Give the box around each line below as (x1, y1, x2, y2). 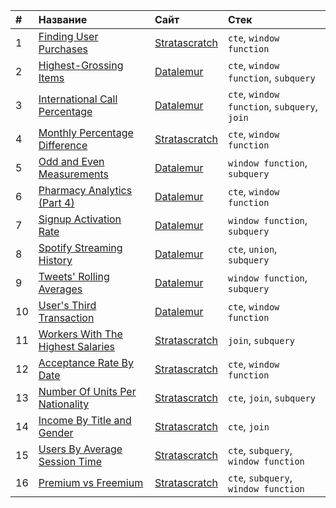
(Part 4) (38, 196, 75, 209)
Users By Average (38, 442, 123, 456)
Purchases (38, 42, 88, 56)
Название (38, 13, 88, 26)
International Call (38, 92, 118, 106)
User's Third (38, 299, 97, 312)
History (38, 254, 73, 267)
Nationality (38, 397, 90, 411)
